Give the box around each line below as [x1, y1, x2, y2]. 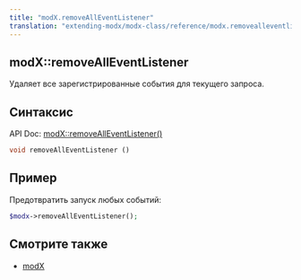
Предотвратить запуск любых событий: [9, 194, 161, 205]
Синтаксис [9, 104, 73, 119]
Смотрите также [9, 237, 108, 252]
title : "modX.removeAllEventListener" [9, 13, 154, 22]
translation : [9, 22, 58, 31]
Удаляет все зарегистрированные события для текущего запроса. [9, 78, 264, 90]
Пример [9, 171, 57, 186]
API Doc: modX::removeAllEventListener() [9, 128, 163, 139]
